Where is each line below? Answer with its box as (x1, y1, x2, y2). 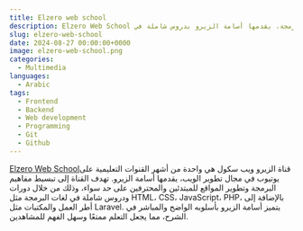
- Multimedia (17, 64, 67, 73)
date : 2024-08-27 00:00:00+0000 (9, 38, 131, 48)
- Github (17, 138, 50, 147)
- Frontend (17, 96, 59, 106)
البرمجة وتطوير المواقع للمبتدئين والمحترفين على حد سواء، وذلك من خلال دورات (9, 182, 277, 193)
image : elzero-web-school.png (9, 47, 124, 56)
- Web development (17, 113, 87, 122)
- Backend (17, 105, 54, 114)
